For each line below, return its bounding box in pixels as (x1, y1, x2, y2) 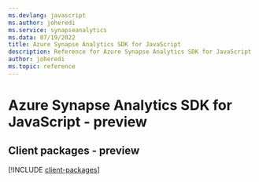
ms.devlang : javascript (8, 11, 87, 20)
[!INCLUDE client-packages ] (8, 165, 100, 174)
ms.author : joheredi (8, 19, 76, 27)
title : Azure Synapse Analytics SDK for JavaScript (8, 41, 181, 49)
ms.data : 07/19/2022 (8, 33, 76, 42)
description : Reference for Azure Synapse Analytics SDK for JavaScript (8, 48, 252, 56)
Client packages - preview (8, 144, 140, 158)
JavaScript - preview (8, 113, 148, 130)
